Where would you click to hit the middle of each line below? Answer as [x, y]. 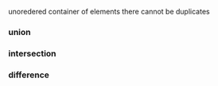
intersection [33, 53]
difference [29, 75]
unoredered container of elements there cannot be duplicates [109, 12]
